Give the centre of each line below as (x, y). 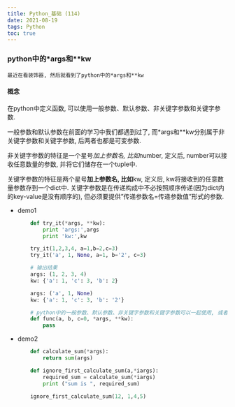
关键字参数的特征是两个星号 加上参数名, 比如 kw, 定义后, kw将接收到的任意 (113, 179)
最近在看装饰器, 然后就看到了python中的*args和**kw (76, 75)
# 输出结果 (44, 268)
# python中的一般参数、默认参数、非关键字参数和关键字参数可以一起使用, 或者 (129, 312)
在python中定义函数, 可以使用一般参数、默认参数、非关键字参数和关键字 (111, 108)
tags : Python (26, 27)
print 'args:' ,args (71, 230)
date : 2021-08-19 (33, 20)
